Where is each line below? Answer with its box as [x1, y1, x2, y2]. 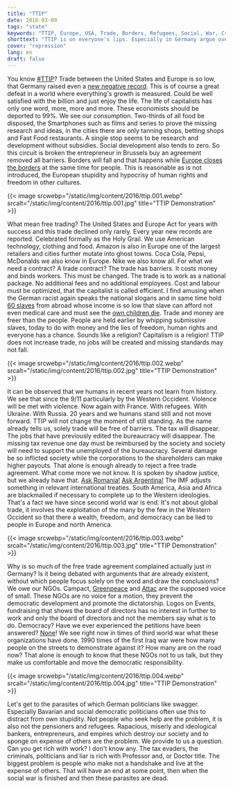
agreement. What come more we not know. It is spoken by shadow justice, [7, 468, 220, 477]
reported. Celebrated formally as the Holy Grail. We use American [7, 234, 195, 243]
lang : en [7, 49, 33, 56]
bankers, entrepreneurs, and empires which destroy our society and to [7, 729, 209, 738]
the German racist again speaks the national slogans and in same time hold [7, 294, 222, 302]
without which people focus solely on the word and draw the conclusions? [7, 577, 220, 585]
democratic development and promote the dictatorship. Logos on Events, [7, 599, 216, 607]
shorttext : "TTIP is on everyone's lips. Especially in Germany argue [7, 36, 216, 43]
